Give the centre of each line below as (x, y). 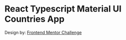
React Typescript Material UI (63, 9)
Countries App (35, 19)
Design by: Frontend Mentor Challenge (43, 32)
